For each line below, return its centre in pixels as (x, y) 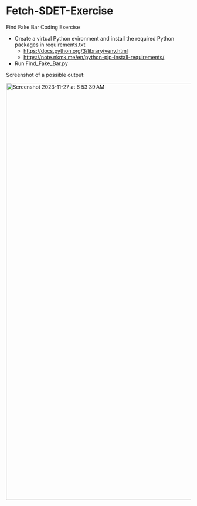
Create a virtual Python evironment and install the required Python (94, 38)
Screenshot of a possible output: (45, 75)
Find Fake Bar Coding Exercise (43, 27)
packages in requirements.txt (50, 45)
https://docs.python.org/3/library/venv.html (75, 50)
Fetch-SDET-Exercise (60, 11)
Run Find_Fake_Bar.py (41, 63)
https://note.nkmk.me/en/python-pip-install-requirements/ (94, 57)
